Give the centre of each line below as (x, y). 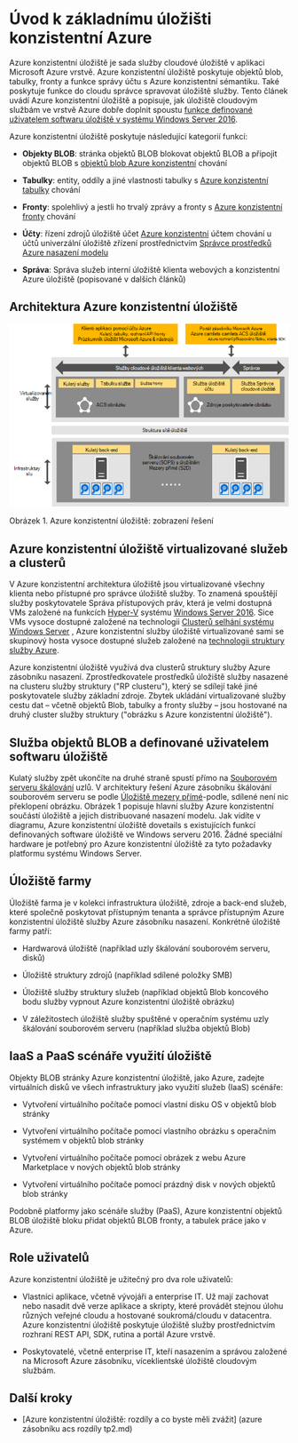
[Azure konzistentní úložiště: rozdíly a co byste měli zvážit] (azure (142, 1419)
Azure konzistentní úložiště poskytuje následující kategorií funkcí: (129, 136)
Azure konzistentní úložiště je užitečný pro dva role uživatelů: (121, 1279)
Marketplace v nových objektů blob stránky (101, 1167)
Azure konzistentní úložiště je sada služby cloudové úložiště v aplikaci (137, 62)
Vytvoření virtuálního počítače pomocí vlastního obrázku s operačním (149, 1131)
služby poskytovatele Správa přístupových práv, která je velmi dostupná (141, 603)
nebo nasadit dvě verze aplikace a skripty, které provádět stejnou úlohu (153, 1305)
